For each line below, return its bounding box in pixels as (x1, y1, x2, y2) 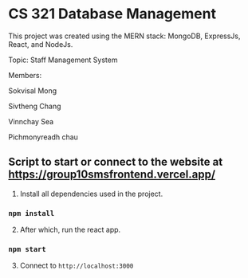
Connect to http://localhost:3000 (19, 260, 134, 271)
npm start (8, 245, 46, 253)
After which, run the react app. (19, 225, 121, 235)
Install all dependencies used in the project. (19, 189, 163, 198)
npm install (8, 209, 55, 217)
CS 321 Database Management (8, 5, 217, 23)
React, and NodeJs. (8, 39, 73, 49)
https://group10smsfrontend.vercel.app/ (8, 168, 216, 182)
